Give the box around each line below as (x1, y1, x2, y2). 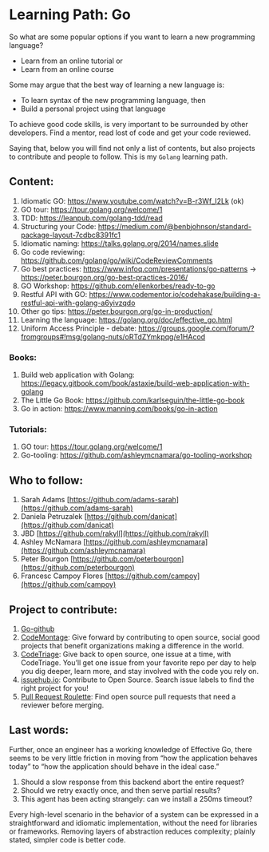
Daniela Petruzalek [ (20, 512, 87, 521)
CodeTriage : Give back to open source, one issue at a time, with (20, 649, 231, 659)
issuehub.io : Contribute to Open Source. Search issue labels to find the (20, 675, 255, 684)
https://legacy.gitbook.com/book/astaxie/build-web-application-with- (20, 378, 250, 388)
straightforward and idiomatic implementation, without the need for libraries (9, 818, 258, 827)
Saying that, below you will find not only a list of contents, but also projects (9, 143, 255, 153)
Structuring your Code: (20, 221, 97, 231)
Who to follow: (9, 474, 83, 487)
